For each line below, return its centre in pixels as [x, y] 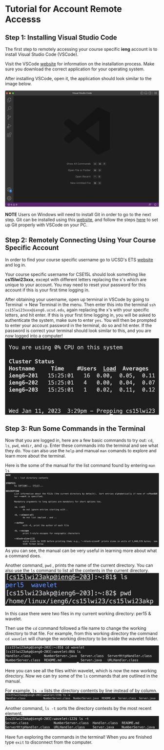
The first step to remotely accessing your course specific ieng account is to [81, 49]
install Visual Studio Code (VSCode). [42, 54]
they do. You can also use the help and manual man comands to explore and [81, 451]
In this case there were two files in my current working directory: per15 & [78, 614]
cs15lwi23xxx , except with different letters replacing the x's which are [76, 279]
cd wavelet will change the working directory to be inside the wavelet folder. [82, 639]
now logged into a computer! [34, 335]
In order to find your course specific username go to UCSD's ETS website [79, 260]
